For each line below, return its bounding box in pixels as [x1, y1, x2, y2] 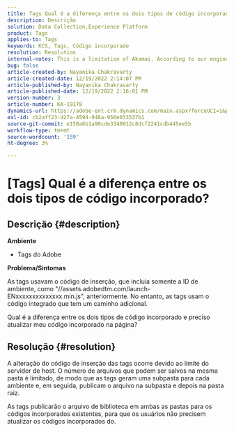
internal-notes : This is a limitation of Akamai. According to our [7, 56, 208, 63]
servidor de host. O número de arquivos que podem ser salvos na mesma [7, 367, 218, 375]
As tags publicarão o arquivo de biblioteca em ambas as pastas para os [7, 402, 212, 410]
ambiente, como [7, 285, 54, 293]
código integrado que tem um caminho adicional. [7, 300, 148, 308]
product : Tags [7, 29, 49, 37]
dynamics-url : [7, 107, 49, 114]
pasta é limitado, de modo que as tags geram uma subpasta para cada [7, 373, 210, 382]
